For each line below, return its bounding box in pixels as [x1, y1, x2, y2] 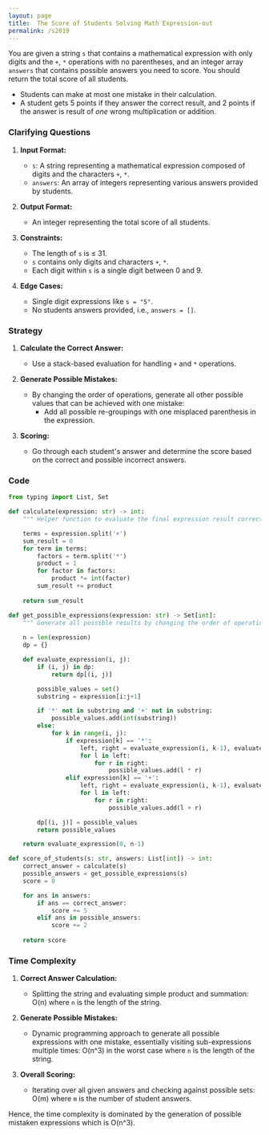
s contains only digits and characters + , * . [31, 257, 169, 266]
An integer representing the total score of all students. [31, 217, 211, 227]
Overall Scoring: [19, 1070, 76, 1080]
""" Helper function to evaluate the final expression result [22, 515, 235, 524]
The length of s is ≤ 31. [31, 248, 108, 257]
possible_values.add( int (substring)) [50, 715, 178, 723]
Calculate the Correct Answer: [19, 343, 124, 353]
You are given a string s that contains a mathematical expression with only [8, 49, 253, 59]
